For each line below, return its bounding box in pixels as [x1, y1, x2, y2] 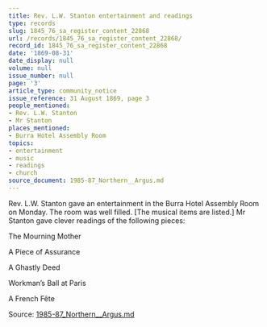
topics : [8, 139, 35, 147]
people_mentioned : [8, 101, 70, 110]
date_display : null [8, 57, 74, 65]
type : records [8, 19, 56, 27]
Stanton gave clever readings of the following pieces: [8, 215, 186, 226]
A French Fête [8, 293, 55, 303]
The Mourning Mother [8, 231, 82, 241]
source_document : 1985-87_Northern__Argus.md [8, 176, 164, 185]
